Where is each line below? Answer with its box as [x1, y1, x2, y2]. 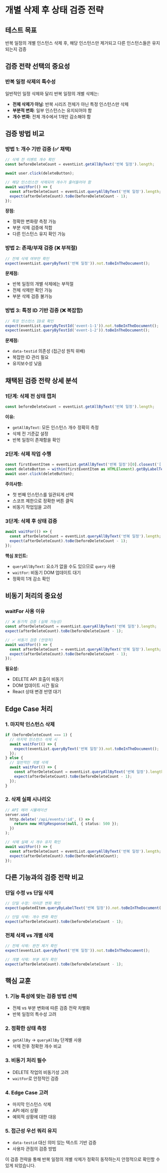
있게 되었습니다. [5, 1163, 36, 1169]
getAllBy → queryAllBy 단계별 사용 [12, 1037, 82, 1043]
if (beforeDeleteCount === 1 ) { [5, 732, 72, 737]
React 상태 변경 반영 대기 [12, 689, 62, 695]
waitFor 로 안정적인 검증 [12, 1075, 59, 1082]
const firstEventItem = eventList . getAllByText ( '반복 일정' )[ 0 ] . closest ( [5, 462, 157, 467]
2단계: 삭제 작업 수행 [5, 451, 51, 457]
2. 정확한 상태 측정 [5, 1025, 47, 1032]
